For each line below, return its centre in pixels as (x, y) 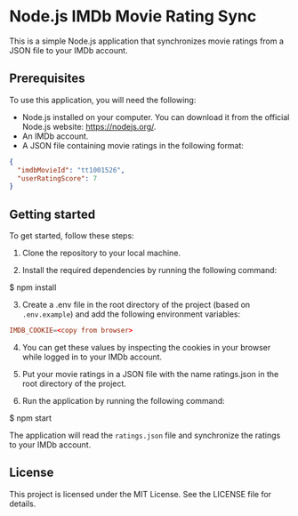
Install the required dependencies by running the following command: (149, 270)
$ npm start (30, 418)
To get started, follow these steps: (72, 236)
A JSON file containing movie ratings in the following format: (133, 145)
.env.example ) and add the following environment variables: (131, 314)
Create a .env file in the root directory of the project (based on (136, 305)
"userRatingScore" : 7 (57, 178)
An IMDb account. (55, 136)
